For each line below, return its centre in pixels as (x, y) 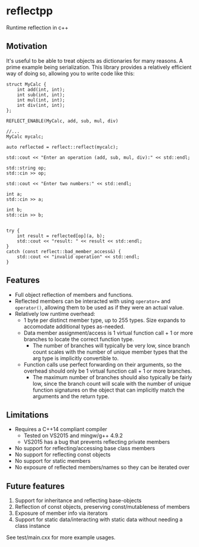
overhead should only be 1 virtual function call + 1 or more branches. (108, 371)
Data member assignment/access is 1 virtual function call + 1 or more (108, 333)
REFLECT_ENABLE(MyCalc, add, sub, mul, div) (62, 121)
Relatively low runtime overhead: (55, 314)
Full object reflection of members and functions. (74, 294)
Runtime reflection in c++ (37, 27)
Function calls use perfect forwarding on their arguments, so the (102, 364)
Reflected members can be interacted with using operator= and (93, 301)
